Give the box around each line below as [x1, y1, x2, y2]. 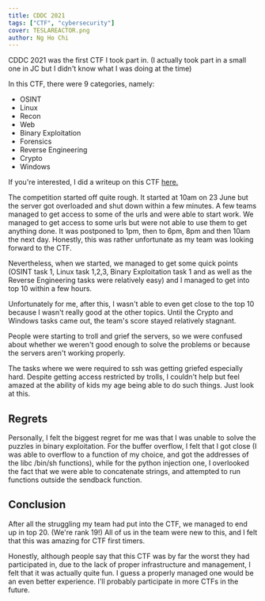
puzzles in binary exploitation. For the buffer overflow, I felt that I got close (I [8, 442, 257, 451]
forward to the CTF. [8, 243, 73, 253]
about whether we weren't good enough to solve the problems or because [8, 340, 251, 350]
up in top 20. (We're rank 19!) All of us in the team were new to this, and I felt [8, 527, 258, 537]
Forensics [19, 136, 52, 147]
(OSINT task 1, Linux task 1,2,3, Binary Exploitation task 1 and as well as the [8, 267, 252, 277]
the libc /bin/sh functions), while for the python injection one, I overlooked [8, 458, 249, 468]
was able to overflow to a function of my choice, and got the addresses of [8, 450, 249, 460]
